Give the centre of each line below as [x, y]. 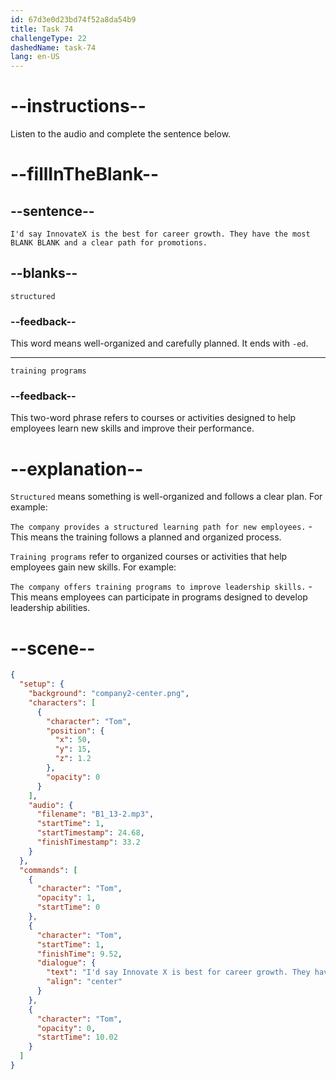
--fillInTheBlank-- [85, 174]
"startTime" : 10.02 [77, 1037]
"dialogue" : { [66, 963]
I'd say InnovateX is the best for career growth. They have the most [160, 234]
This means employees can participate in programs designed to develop [159, 597]
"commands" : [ [48, 870]
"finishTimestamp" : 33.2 [88, 842]
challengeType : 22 [48, 38]
